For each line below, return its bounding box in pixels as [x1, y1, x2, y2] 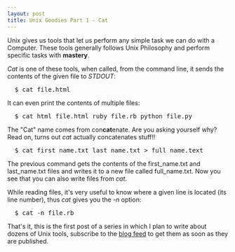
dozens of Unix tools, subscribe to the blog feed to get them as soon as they [7, 229, 229, 238]
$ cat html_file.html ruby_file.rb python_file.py [14, 112, 193, 120]
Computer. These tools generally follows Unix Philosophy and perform [7, 43, 210, 52]
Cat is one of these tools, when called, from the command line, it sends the [7, 64, 224, 73]
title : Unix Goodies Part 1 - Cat [7, 17, 109, 24]
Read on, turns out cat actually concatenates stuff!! [7, 132, 156, 141]
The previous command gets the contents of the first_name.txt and [7, 159, 201, 168]
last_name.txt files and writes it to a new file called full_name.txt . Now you [7, 167, 221, 175]
